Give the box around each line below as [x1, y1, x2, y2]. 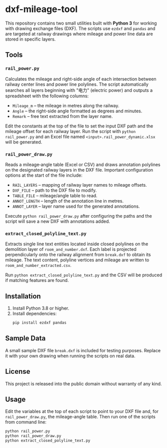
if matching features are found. [5, 277, 69, 283]
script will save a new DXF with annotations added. [5, 218, 110, 224]
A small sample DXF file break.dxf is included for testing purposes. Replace [5, 347, 161, 353]
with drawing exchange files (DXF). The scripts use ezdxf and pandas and [5, 25, 156, 31]
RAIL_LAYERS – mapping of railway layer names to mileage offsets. [12, 182, 147, 188]
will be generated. [5, 139, 42, 145]
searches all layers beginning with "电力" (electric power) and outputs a [5, 87, 153, 93]
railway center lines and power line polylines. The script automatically [5, 81, 149, 87]
